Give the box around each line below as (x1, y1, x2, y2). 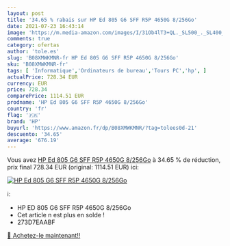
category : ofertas (7, 42, 60, 49)
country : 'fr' (7, 105, 48, 112)
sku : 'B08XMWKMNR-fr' (7, 61, 69, 68)
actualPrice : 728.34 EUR (7, 73, 78, 81)
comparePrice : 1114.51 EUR (7, 93, 84, 100)
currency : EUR (7, 80, 48, 87)
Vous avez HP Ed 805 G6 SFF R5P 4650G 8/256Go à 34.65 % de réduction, (7, 156, 221, 164)
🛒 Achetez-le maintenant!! (7, 232, 81, 240)
